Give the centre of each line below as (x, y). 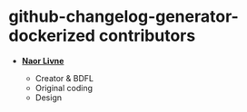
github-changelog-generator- (124, 17)
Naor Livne (43, 61)
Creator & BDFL (64, 78)
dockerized (52, 36)
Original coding (64, 88)
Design (49, 98)
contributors (147, 36)
